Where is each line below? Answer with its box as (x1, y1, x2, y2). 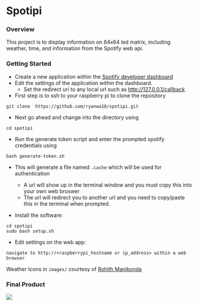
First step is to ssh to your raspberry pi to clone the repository (14, 92, 166, 99)
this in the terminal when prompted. (23, 200, 111, 207)
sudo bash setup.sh (6, 228, 54, 234)
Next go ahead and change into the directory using (14, 113, 139, 121)
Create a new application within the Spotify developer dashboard (14, 73, 173, 80)
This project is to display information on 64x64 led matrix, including (6, 38, 171, 45)
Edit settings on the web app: (14, 238, 86, 246)
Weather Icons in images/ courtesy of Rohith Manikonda (6, 265, 142, 272)
